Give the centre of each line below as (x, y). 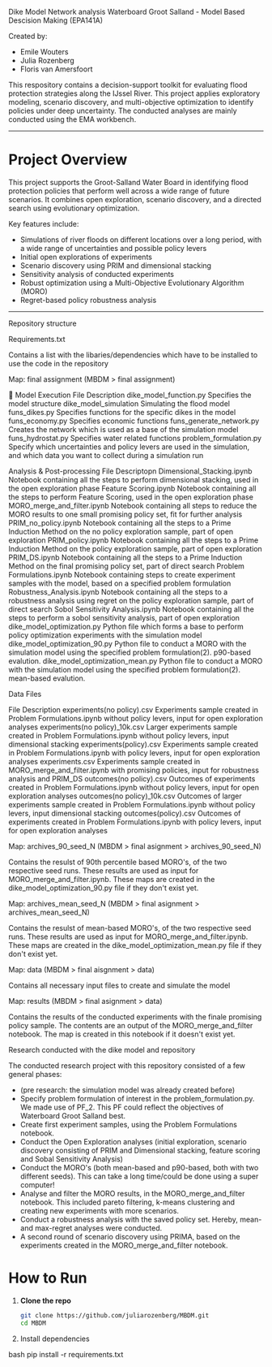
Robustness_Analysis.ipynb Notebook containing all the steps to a (118, 591)
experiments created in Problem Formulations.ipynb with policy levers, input (135, 822)
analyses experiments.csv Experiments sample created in (104, 761)
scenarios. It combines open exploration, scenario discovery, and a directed (135, 199)
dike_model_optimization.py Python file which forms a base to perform (126, 626)
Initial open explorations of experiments (86, 257)
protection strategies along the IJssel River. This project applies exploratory (134, 93)
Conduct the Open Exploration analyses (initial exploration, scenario (133, 1141)
